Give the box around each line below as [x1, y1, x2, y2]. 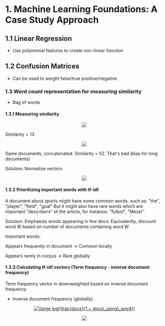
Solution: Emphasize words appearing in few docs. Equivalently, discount [5, 218, 156, 224]
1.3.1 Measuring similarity [5, 111, 60, 117]
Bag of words [12, 99, 41, 105]
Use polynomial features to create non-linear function [12, 48, 124, 53]
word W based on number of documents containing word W [5, 224, 129, 230]
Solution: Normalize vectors [5, 166, 63, 172]
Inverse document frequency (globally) [12, 295, 93, 302]
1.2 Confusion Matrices [5, 62, 79, 71]
